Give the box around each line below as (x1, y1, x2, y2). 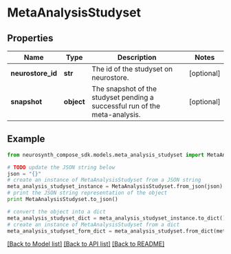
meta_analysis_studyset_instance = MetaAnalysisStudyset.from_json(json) (7, 183, 223, 190)
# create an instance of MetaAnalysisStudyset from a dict (7, 221, 180, 228)
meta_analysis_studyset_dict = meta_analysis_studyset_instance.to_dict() (7, 215, 226, 222)
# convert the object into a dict (7, 208, 107, 215)
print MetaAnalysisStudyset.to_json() (7, 196, 118, 203)
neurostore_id (10, 69, 57, 78)
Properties (7, 32, 54, 44)
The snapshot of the (91, 84, 157, 94)
